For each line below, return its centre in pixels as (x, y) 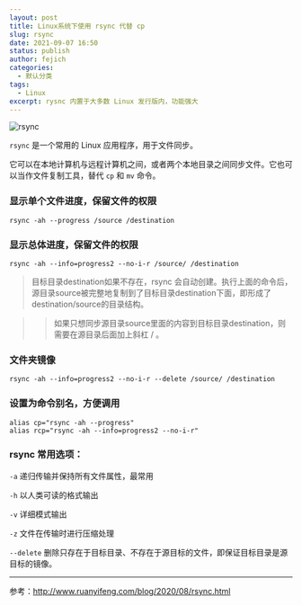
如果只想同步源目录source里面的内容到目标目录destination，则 (169, 323)
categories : (31, 68)
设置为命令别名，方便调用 (65, 404)
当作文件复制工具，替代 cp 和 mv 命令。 (89, 175)
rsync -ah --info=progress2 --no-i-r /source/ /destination (124, 263)
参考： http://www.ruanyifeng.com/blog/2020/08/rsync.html (120, 591)
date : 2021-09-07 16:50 (54, 43)
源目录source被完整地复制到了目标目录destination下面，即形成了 (151, 292)
